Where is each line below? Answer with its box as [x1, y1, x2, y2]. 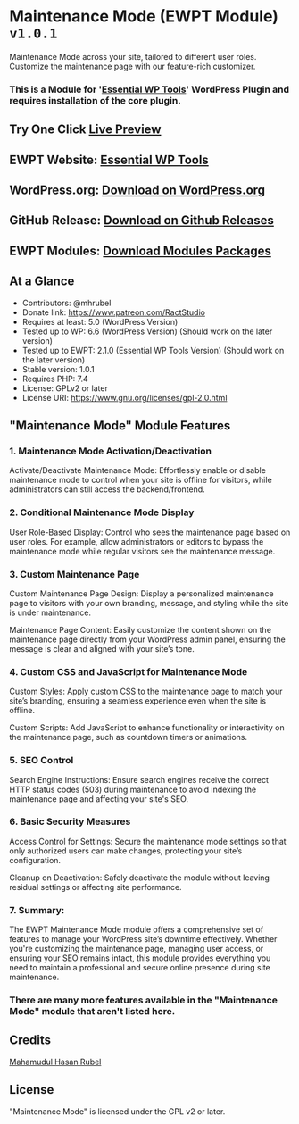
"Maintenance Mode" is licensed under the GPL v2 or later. [9, 1105, 226, 1117]
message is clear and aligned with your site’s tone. [9, 643, 195, 654]
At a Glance [9, 274, 75, 289]
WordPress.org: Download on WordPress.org [9, 183, 266, 198]
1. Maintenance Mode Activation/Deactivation [9, 445, 212, 457]
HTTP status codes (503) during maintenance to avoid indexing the [9, 784, 257, 795]
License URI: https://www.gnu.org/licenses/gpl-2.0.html [21, 392, 228, 403]
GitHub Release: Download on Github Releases [9, 212, 275, 229]
